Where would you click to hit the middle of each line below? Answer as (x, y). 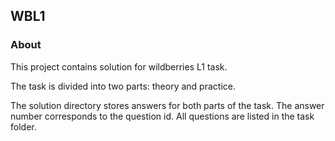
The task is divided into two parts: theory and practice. (123, 86)
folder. (23, 126)
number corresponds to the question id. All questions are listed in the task (162, 116)
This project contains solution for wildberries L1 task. (119, 66)
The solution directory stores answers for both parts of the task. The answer (167, 105)
